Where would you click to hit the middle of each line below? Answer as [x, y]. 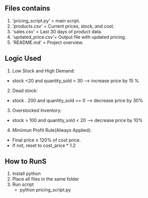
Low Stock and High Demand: [43, 70]
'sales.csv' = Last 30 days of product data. [57, 31]
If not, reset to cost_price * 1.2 [44, 145]
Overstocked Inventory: [37, 110]
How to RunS [26, 162]
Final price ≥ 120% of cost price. [46, 140]
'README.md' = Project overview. [48, 42]
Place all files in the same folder [46, 179]
